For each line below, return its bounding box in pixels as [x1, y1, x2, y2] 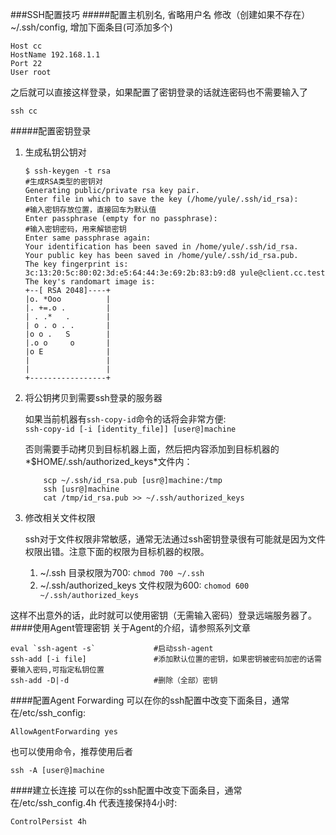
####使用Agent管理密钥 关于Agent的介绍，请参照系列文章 [10, 622, 251, 633]
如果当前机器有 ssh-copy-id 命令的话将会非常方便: [24, 413, 227, 425]
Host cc [10, 41, 43, 51]
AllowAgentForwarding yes [10, 727, 118, 737]
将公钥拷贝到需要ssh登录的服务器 [24, 392, 163, 403]
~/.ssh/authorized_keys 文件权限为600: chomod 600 [39, 579, 250, 591]
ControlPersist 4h [10, 817, 87, 827]
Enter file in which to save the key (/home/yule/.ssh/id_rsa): [24, 194, 299, 204]
